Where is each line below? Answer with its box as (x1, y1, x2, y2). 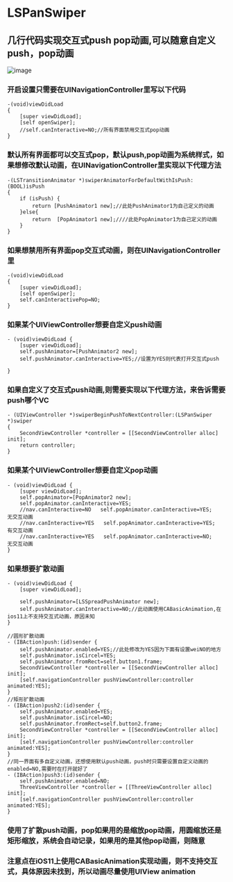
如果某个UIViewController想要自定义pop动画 (7, 466, 158, 475)
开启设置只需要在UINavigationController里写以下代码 (7, 85, 186, 95)
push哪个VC (7, 395, 50, 405)
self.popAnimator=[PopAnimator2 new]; (19, 493, 132, 501)
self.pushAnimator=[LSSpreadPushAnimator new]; (19, 598, 159, 605)
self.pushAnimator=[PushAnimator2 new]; (19, 348, 138, 355)
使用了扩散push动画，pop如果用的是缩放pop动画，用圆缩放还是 (7, 826, 222, 835)
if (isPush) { (19, 195, 60, 202)
